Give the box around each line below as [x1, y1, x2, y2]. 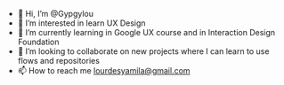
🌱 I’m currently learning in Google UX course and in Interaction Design [17, 27, 276, 37]
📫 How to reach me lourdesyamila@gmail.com [17, 66, 191, 75]
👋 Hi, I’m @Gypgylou [17, 9, 93, 19]
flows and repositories [17, 56, 101, 66]
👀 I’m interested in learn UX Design [17, 18, 146, 28]
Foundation [17, 36, 60, 47]
